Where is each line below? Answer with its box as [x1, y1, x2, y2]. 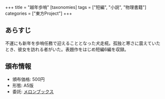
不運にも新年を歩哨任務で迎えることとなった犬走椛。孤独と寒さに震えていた [5, 40, 161, 46]
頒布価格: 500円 [12, 76, 45, 82]
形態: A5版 [12, 82, 34, 88]
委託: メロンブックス [12, 88, 54, 95]
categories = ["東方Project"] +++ [5, 10, 73, 16]
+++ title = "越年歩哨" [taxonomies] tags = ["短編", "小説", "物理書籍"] [5, 4, 147, 10]
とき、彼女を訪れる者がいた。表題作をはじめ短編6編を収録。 [5, 46, 129, 52]
